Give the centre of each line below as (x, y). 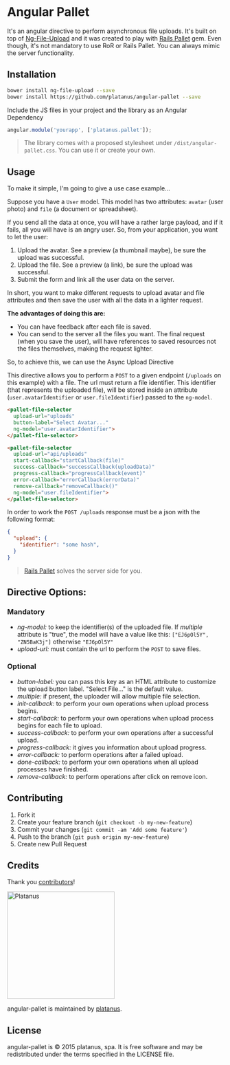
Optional (22, 666)
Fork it (26, 815)
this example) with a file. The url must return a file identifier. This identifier (112, 383)
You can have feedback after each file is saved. (84, 327)
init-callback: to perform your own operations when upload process (113, 703)
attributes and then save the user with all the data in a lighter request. (105, 300)
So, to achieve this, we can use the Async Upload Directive (90, 362)
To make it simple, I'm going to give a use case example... (89, 188)
